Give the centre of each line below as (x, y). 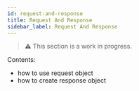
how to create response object (62, 81)
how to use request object (55, 73)
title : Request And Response (50, 20)
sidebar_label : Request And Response (62, 26)
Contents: (21, 60)
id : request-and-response (45, 14)
